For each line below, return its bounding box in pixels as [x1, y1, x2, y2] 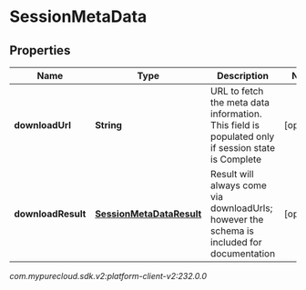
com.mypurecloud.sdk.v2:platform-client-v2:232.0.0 [9, 271, 208, 281]
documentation [210, 247, 276, 260]
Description [217, 70, 269, 82]
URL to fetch [210, 85, 264, 97]
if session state [210, 142, 276, 154]
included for [210, 236, 262, 248]
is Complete [210, 153, 262, 165]
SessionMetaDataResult [95, 207, 202, 220]
